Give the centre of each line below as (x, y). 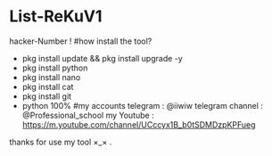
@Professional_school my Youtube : (88, 115)
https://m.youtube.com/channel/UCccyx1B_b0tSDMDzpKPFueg (139, 124)
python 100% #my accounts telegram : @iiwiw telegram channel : (142, 105)
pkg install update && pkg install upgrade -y (102, 58)
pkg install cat (48, 86)
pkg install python (55, 68)
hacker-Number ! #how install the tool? (81, 41)
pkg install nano (51, 77)
